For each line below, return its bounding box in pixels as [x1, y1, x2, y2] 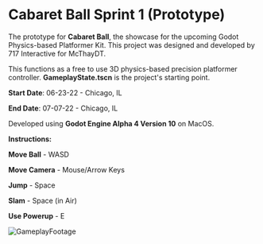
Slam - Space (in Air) [8, 196, 78, 205]
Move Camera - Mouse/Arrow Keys [8, 165, 126, 174]
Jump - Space [8, 180, 56, 190]
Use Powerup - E [8, 211, 65, 220]
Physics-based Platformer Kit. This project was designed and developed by [8, 40, 256, 49]
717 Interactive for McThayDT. [8, 48, 106, 58]
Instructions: [8, 134, 52, 144]
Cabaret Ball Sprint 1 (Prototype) [8, 6, 226, 24]
